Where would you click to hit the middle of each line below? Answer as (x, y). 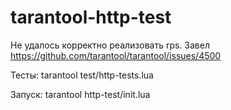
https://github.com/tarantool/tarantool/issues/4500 (116, 55)
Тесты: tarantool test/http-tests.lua (82, 75)
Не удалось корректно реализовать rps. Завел (110, 45)
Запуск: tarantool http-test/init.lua (80, 94)
